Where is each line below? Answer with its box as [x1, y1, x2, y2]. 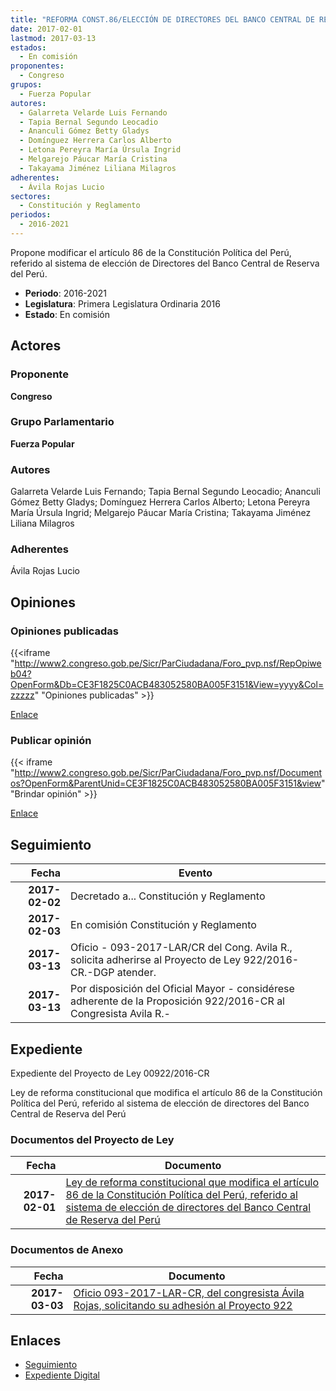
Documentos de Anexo [10, 1243, 124, 1257]
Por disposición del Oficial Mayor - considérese [70, 982, 295, 996]
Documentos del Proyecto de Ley [10, 1132, 175, 1146]
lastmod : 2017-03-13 [10, 33, 97, 43]
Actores [10, 337, 62, 355]
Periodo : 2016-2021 [24, 287, 107, 299]
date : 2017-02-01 [10, 24, 83, 34]
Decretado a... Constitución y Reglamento [70, 889, 266, 903]
